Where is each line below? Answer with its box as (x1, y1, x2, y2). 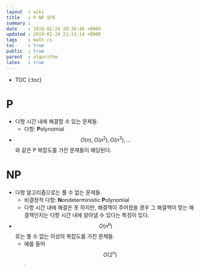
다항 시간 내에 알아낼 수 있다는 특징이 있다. (49, 212, 149, 219)
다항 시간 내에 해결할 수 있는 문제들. (14, 118, 99, 125)
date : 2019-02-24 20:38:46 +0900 (6, 25, 101, 32)
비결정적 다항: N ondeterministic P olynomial (23, 196, 130, 204)
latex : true (6, 59, 45, 65)
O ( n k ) (99, 221, 113, 230)
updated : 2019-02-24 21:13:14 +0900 (6, 31, 101, 37)
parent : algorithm (6, 54, 58, 60)
